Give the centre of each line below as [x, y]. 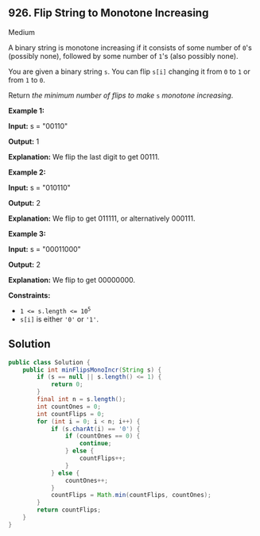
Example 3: [27, 233]
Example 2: [27, 172]
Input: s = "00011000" [45, 249]
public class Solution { [49, 362]
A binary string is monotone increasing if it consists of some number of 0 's [130, 48]
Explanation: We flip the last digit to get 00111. [84, 156]
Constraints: [29, 295]
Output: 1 [24, 141]
